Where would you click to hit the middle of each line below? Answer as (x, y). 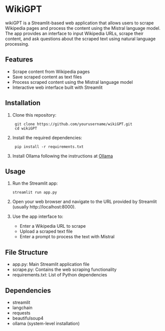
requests (21, 313)
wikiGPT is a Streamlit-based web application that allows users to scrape (80, 23)
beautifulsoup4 (28, 318)
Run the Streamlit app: (35, 183)
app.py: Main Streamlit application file (51, 265)
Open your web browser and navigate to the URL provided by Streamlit (84, 201)
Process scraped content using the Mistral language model (72, 82)
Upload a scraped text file (46, 231)
